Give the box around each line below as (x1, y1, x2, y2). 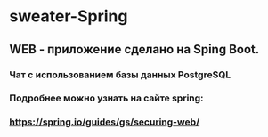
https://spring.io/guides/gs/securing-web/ (9, 116, 200, 128)
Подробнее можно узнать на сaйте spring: (9, 92, 204, 104)
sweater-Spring (9, 6, 128, 27)
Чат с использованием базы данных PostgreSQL (9, 68, 231, 81)
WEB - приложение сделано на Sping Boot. (9, 42, 260, 57)
